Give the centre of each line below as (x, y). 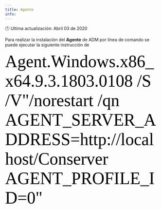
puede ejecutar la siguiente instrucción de (47, 45)
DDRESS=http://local (80, 139)
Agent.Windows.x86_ (80, 61)
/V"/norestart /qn (62, 100)
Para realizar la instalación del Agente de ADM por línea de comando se (77, 39)
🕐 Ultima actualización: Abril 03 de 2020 (46, 28)
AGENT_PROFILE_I (80, 178)
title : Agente (19, 9)
